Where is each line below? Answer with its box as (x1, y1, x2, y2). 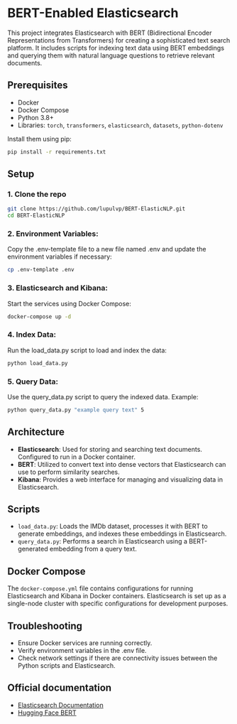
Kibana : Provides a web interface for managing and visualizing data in (17, 475, 224, 484)
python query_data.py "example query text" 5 (7, 406, 144, 414)
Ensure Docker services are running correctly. (17, 639, 153, 647)
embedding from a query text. (49, 545, 137, 553)
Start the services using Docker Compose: (7, 299, 131, 308)
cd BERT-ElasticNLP (7, 212, 65, 220)
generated (17, 545, 48, 553)
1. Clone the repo (7, 189, 67, 199)
